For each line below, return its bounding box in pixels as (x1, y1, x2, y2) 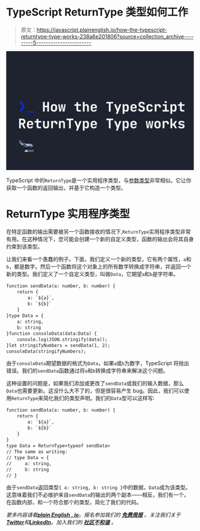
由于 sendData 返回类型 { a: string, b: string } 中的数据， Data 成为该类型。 (6, 483, 191, 491)
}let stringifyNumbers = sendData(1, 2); (6, 343, 111, 348)
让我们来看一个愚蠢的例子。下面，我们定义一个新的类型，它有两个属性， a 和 (6, 255, 192, 262)
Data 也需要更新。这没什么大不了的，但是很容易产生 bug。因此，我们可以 (6, 387, 185, 394)
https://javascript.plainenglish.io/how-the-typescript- (36, 26, 167, 33)
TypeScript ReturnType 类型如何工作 (6, 5, 189, 19)
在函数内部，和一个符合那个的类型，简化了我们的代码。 (6, 498, 142, 505)
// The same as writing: (6, 448, 68, 455)
